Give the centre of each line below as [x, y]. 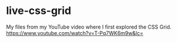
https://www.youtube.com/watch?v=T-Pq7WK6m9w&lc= [75, 33]
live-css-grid [39, 11]
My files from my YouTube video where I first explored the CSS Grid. [89, 27]
